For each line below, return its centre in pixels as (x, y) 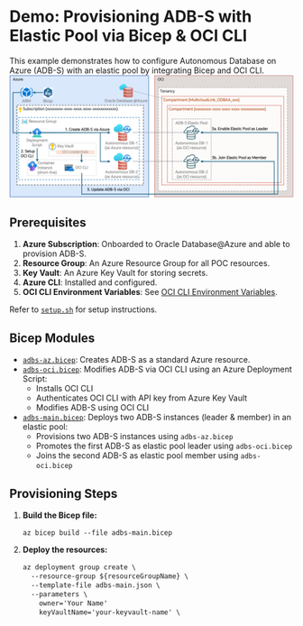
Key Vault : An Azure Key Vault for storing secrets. (115, 273)
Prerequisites (48, 222)
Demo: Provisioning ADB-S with (131, 17)
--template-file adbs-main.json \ (96, 585)
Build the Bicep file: (60, 515)
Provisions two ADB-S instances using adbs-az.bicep (134, 437)
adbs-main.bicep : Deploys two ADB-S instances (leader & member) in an (156, 418)
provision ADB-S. (55, 253)
